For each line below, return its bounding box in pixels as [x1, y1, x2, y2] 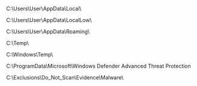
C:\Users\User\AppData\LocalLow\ [6, 17, 92, 23]
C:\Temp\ [6, 40, 29, 46]
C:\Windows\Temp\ [6, 51, 53, 58]
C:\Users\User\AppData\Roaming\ [6, 28, 90, 35]
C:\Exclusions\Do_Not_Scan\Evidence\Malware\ [6, 74, 124, 81]
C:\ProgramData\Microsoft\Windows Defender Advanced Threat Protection [6, 62, 192, 69]
